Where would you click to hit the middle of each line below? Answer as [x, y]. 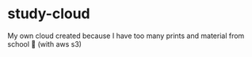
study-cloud [49, 14]
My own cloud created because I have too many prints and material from [126, 36]
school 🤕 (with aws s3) [45, 44]
